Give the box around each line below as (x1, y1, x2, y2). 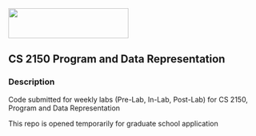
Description (8, 76, 55, 87)
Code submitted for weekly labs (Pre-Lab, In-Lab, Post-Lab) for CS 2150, (8, 94, 248, 104)
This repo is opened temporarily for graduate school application (8, 118, 218, 128)
